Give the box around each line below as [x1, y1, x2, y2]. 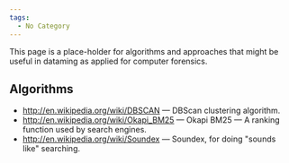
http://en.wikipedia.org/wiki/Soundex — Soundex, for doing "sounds [22, 133, 276, 144]
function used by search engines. [22, 124, 147, 135]
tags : [9, 13, 30, 22]
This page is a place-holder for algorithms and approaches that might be [9, 46, 279, 56]
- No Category [17, 21, 70, 30]
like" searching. [22, 143, 81, 154]
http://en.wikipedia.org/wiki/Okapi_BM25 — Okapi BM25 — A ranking [22, 115, 281, 125]
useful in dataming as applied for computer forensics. [9, 56, 208, 66]
